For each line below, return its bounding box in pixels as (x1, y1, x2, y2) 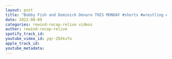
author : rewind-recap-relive (5, 27, 68, 32)
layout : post (5, 7, 33, 13)
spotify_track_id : (5, 31, 45, 36)
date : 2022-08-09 (5, 17, 42, 22)
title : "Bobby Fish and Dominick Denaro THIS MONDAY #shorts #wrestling (5, 12, 164, 17)
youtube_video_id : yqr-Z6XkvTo (5, 36, 72, 42)
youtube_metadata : (5, 46, 45, 51)
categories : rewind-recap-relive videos (5, 22, 93, 27)
